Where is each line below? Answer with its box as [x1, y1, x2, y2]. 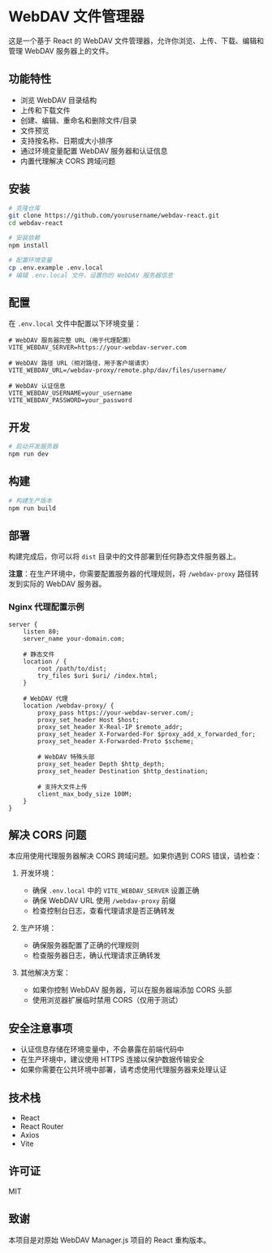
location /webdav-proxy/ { [23, 702, 114, 710]
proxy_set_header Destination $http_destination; [37, 767, 209, 776]
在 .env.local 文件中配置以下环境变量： [8, 318, 142, 329]
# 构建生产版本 [8, 496, 53, 504]
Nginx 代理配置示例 [8, 602, 84, 613]
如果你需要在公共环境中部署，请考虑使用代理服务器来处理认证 [19, 1065, 227, 1074]
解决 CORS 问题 [8, 828, 87, 841]
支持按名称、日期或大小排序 [19, 136, 114, 145]
